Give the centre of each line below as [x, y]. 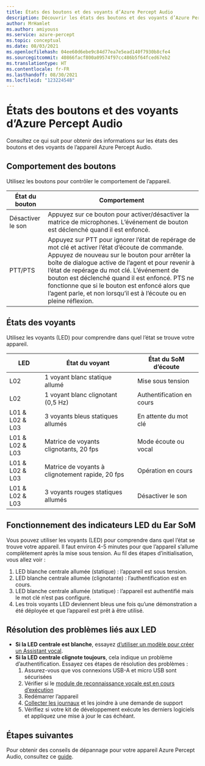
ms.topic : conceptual [34, 40]
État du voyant [88, 363]
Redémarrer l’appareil [51, 697]
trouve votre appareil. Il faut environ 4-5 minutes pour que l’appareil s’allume [102, 547]
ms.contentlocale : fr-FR [38, 69]
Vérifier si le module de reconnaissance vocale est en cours [99, 683]
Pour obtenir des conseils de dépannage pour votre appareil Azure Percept [101, 750]
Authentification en [164, 395]
